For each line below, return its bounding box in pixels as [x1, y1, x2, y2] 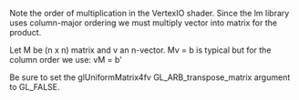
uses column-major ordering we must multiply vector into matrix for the [9, 17, 278, 28]
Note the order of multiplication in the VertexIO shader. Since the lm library [9, 8, 290, 18]
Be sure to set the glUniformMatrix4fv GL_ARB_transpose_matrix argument [9, 72, 291, 83]
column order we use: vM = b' [9, 55, 123, 65]
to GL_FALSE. [9, 82, 60, 92]
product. [9, 27, 42, 37]
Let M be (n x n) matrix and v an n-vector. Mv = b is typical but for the [9, 45, 272, 55]
